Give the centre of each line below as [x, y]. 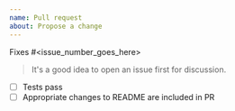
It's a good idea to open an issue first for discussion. [129, 69]
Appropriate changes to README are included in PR [118, 97]
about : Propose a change [56, 26]
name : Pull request [46, 18]
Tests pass [42, 87]
